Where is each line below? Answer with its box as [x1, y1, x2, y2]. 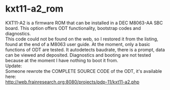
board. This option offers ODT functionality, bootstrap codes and [5, 25, 141, 31]
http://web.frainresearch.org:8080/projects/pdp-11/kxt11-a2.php [5, 79, 140, 85]
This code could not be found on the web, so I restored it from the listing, [5, 36, 159, 42]
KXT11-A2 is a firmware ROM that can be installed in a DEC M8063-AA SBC [5, 20, 163, 26]
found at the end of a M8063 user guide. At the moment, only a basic [5, 41, 151, 47]
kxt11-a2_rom [5, 3, 64, 15]
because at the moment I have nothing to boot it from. [5, 57, 119, 63]
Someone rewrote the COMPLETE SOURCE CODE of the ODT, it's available [5, 68, 162, 74]
